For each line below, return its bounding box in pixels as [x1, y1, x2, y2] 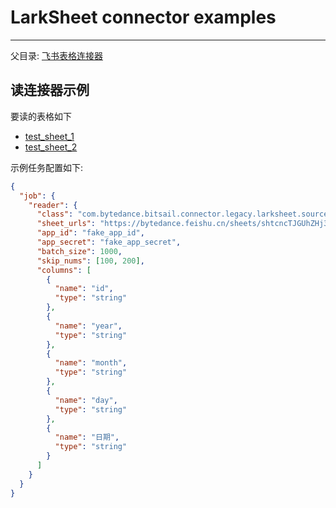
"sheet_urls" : [36, 219, 97, 229]
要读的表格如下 [10, 110, 72, 122]
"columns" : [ [36, 265, 92, 275]
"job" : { [19, 191, 56, 201]
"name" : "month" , [54, 358, 128, 368]
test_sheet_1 [24, 130, 75, 142]
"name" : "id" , [54, 284, 114, 294]
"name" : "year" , [54, 321, 123, 331]
